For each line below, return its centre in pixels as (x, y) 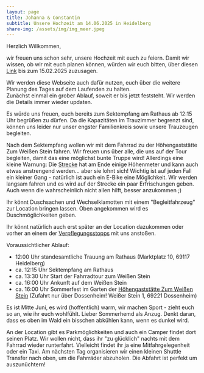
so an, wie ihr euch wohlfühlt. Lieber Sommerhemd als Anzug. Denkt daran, (101, 314)
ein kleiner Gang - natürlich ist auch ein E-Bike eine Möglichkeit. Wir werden (102, 178)
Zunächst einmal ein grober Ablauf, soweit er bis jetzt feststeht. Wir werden (101, 96)
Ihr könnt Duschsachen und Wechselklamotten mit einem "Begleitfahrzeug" (101, 202)
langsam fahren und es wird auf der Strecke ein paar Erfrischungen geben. (100, 184)
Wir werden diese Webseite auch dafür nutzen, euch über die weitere (93, 83)
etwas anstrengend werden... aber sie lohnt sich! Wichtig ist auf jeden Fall (99, 171)
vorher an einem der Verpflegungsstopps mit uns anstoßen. (81, 233)
